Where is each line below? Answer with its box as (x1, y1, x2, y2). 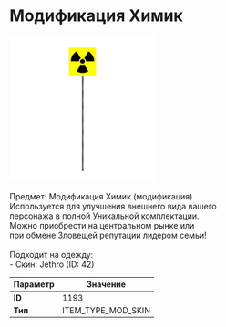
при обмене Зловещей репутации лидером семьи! (9, 230, 207, 240)
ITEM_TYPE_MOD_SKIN (62, 304, 150, 315)
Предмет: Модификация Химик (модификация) (9, 190, 193, 201)
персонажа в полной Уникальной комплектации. (9, 210, 200, 221)
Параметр (13, 279, 55, 290)
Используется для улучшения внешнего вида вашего (9, 200, 217, 211)
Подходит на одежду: (9, 249, 94, 260)
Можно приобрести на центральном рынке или (9, 220, 195, 230)
